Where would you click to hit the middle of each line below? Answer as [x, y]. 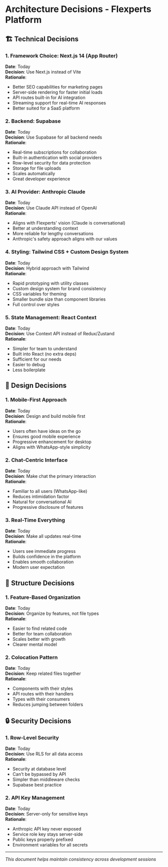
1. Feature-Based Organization [43, 597]
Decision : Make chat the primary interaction [50, 476]
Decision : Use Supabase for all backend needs [54, 137]
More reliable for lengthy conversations [53, 234]
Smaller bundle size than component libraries [59, 299]
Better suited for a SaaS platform [46, 108]
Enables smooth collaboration [43, 562]
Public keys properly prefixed [43, 839]
